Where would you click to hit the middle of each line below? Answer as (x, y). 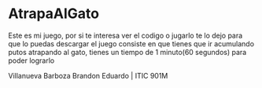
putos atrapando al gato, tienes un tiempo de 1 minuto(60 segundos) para (127, 52)
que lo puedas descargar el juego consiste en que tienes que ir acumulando (131, 43)
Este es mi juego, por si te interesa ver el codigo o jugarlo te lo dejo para (125, 35)
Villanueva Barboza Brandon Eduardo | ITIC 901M (88, 75)
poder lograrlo (31, 60)
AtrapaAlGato (54, 14)
